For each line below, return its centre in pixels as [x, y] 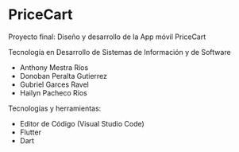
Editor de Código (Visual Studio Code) [82, 123]
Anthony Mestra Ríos [54, 67]
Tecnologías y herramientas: [55, 108]
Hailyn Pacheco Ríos [53, 92]
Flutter [31, 132]
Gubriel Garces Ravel [54, 84]
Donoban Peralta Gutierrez [64, 76]
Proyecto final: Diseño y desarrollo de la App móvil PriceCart [107, 37]
